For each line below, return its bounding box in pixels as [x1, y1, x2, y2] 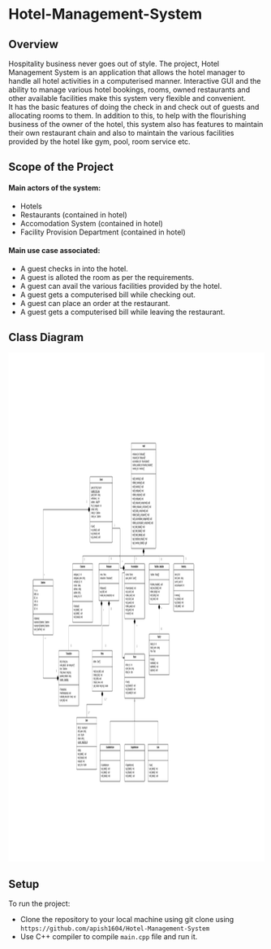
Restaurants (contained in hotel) [19, 209, 127, 220]
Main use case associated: [8, 246, 101, 256]
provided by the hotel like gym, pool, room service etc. [8, 137, 191, 147]
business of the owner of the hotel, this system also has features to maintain [8, 120, 264, 129]
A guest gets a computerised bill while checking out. [19, 290, 196, 300]
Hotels [19, 201, 42, 211]
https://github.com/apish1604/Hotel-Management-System [19, 925, 210, 933]
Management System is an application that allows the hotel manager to [8, 68, 246, 77]
